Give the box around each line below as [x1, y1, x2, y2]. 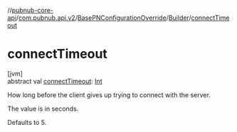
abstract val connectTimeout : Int [7, 77, 102, 85]
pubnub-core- [11, 6, 54, 14]
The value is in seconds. [7, 104, 79, 113]
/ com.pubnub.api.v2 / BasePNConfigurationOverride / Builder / [16, 13, 191, 22]
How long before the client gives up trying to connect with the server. [7, 90, 211, 99]
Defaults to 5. [7, 118, 47, 126]
